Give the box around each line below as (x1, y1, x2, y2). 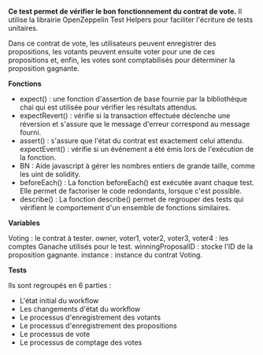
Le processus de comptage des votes (19, 338, 143, 347)
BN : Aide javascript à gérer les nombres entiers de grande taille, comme (19, 161, 256, 170)
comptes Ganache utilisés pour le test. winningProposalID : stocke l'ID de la (8, 242, 254, 251)
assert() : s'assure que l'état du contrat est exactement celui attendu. (19, 136, 244, 145)
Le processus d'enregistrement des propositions (19, 321, 177, 330)
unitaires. (8, 24, 39, 32)
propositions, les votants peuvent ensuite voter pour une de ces (8, 47, 215, 56)
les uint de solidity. (19, 169, 81, 179)
